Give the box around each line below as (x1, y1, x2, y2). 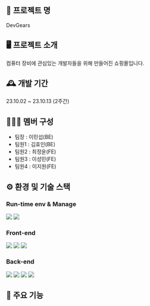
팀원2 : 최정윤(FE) (14, 148, 56, 155)
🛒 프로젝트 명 (6, 5, 51, 16)
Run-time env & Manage (6, 200, 76, 208)
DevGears (6, 21, 31, 28)
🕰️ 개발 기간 (6, 78, 48, 88)
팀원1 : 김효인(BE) (14, 141, 56, 148)
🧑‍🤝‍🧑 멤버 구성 (6, 117, 54, 127)
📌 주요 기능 (6, 290, 44, 300)
